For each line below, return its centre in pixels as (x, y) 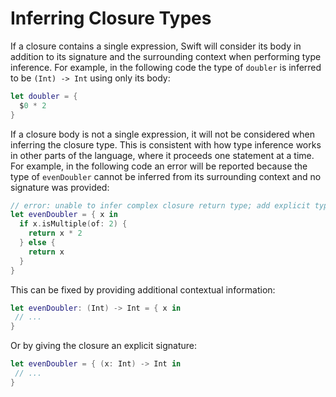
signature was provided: (60, 187)
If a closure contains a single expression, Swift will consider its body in (156, 46)
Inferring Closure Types (111, 18)
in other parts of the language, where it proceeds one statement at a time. (162, 155)
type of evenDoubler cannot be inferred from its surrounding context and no (166, 176)
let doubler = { (44, 96)
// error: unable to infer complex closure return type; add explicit (160, 205)
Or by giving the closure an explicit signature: (104, 346)
